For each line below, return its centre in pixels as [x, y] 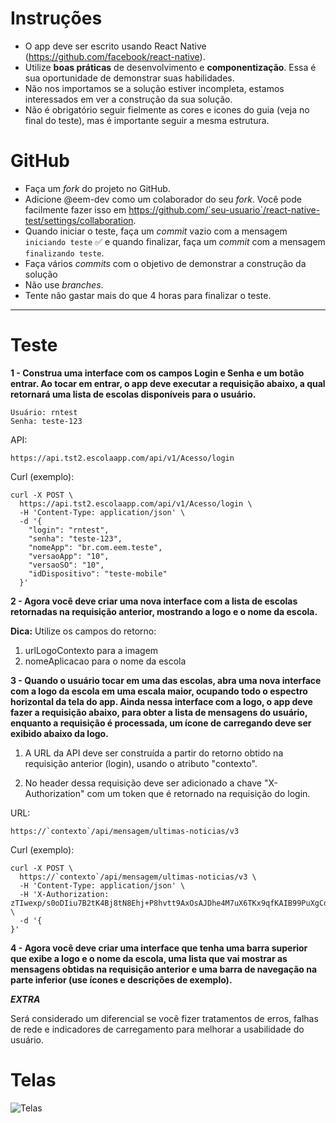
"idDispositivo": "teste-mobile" [98, 573]
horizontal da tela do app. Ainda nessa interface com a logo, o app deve [161, 701]
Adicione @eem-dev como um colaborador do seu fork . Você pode [163, 199]
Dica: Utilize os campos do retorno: [83, 631]
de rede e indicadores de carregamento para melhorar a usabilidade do [157, 1029]
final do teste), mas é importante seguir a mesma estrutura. [147, 120]
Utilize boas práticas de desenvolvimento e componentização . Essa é [170, 67]
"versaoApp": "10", [69, 556]
